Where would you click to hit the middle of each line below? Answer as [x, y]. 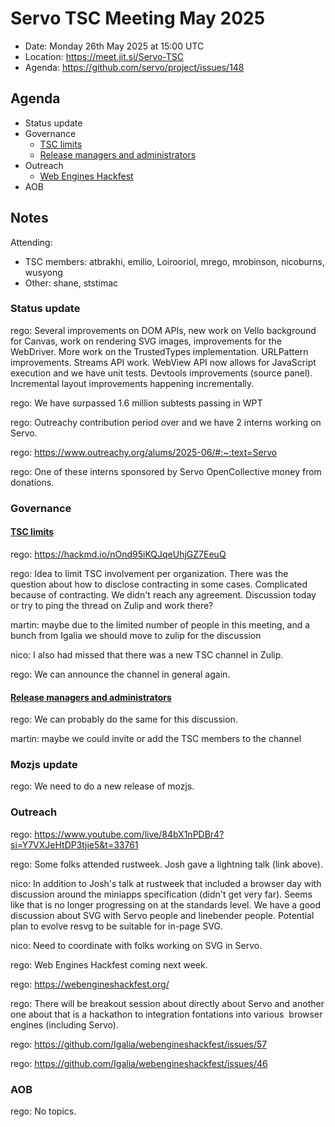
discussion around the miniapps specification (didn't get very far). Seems [161, 894]
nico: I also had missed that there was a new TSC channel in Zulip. [147, 654]
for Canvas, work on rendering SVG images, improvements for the [146, 341]
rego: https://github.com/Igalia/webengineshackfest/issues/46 [139, 1063]
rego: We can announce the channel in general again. [120, 674]
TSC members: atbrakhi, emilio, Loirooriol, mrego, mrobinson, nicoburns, [175, 261]
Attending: [31, 242]
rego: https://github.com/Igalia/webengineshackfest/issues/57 [139, 1044]
